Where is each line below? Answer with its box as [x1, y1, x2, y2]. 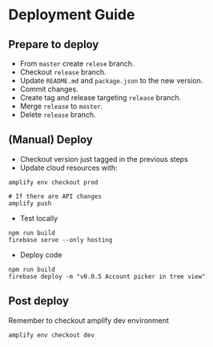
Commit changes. [19, 84, 78, 94]
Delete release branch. [19, 110, 96, 119]
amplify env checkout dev [8, 331, 94, 339]
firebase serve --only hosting [8, 236, 113, 244]
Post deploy [8, 294, 70, 308]
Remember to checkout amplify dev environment [8, 315, 170, 325]
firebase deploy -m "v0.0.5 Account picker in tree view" [8, 272, 206, 280]
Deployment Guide [8, 6, 135, 24]
